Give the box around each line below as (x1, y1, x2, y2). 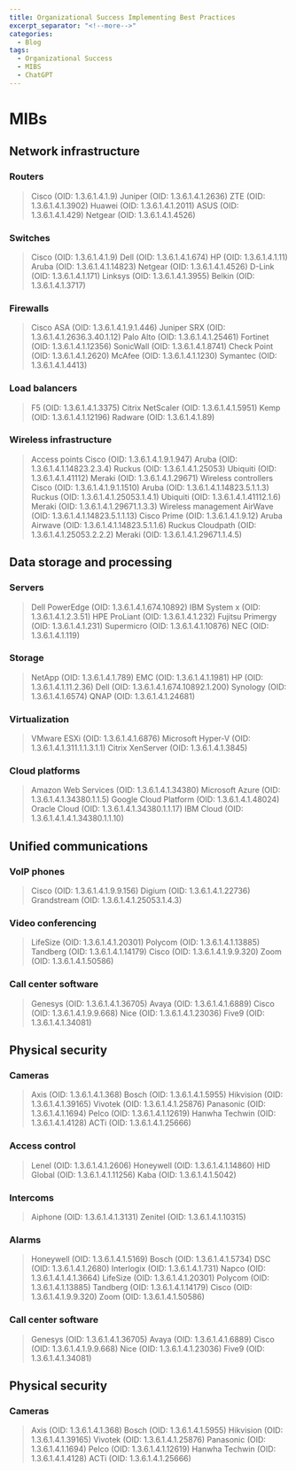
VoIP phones (9, 865, 65, 877)
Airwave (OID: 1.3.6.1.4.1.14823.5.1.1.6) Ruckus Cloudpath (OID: (30, 519, 257, 530)
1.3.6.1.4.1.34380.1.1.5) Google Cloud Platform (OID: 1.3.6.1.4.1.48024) (30, 794, 280, 805)
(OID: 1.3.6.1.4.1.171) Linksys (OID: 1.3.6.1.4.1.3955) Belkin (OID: (30, 270, 255, 281)
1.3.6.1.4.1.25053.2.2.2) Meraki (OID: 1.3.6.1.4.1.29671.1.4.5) (30, 529, 242, 540)
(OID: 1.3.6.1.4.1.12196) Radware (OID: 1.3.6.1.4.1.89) (30, 411, 215, 422)
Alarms (9, 1234, 42, 1246)
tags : (9, 46, 29, 55)
